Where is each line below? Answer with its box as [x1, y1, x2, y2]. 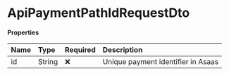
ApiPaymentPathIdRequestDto [7, 5, 190, 21]
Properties [7, 28, 39, 37]
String [37, 56, 58, 66]
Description [102, 44, 143, 54]
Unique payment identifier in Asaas [102, 56, 219, 66]
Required [64, 44, 97, 54]
